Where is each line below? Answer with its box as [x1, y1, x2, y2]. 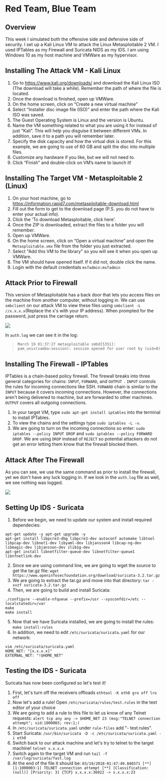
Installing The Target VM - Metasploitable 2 [5, 174, 143, 182]
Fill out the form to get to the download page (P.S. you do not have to [12, 205, 155, 211]
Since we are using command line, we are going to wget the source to [12, 562, 156, 568]
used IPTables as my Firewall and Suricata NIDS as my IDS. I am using [5, 47, 149, 52]
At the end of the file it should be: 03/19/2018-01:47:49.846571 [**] [12, 760, 152, 766]
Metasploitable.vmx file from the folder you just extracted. [12, 243, 132, 249]
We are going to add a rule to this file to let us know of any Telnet [12, 709, 146, 715]
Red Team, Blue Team [5, 3, 96, 14]
